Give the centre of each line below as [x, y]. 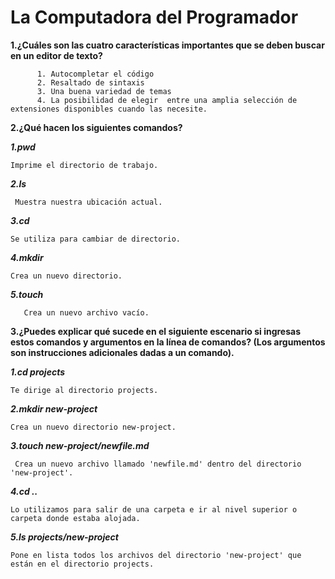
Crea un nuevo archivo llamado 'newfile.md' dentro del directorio [158, 464]
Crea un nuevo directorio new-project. [93, 427]
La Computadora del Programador [154, 17]
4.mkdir [27, 257]
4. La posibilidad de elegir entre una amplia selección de [167, 100]
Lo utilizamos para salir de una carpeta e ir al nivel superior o [154, 509]
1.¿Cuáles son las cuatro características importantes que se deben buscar [167, 45]
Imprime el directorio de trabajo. [84, 165]
